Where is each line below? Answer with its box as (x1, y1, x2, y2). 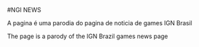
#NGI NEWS (7, 6, 42, 14)
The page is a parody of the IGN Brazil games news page (7, 32, 169, 40)
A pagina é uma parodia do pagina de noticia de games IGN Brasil (7, 19, 193, 27)
